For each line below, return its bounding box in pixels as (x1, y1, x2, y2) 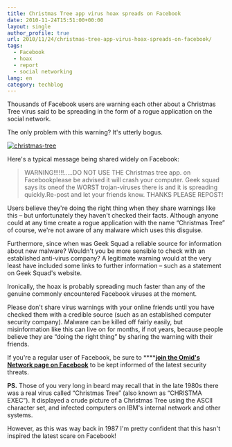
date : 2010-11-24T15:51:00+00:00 (7, 17, 104, 24)
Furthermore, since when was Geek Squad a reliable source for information (7, 240, 222, 248)
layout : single (7, 23, 51, 30)
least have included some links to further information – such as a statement (7, 261, 222, 270)
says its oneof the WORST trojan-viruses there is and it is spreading (24, 183, 218, 191)
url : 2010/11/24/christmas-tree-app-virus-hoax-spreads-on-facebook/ (7, 36, 213, 43)
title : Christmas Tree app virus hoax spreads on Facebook (7, 10, 181, 17)
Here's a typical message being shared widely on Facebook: (7, 155, 180, 164)
